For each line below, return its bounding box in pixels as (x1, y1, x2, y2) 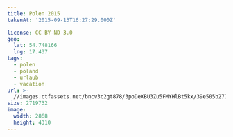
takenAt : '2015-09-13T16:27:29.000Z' (7, 17, 116, 24)
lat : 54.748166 (13, 42, 58, 49)
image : (7, 107, 26, 113)
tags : (7, 55, 23, 62)
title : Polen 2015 (7, 10, 60, 17)
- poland (13, 67, 39, 75)
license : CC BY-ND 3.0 (7, 29, 73, 36)
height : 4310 (13, 119, 51, 126)
